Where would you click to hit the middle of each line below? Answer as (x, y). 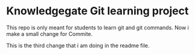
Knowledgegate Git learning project (97, 11)
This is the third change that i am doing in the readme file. (78, 45)
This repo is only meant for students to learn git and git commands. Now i (97, 27)
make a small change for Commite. (50, 33)
